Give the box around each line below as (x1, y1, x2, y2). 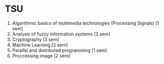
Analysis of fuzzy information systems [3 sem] (12, 31, 110, 37)
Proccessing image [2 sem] (12, 52, 70, 59)
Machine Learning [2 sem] (12, 41, 68, 48)
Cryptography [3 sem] (12, 36, 59, 42)
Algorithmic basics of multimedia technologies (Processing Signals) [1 (12, 20, 159, 26)
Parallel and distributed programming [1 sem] (12, 47, 107, 53)
